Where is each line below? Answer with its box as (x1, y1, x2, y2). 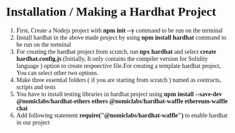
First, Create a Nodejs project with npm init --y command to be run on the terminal (16, 26, 223, 34)
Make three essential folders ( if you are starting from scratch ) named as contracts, (16, 76, 222, 83)
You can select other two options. (16, 69, 99, 76)
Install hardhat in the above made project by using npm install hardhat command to (16, 33, 227, 41)
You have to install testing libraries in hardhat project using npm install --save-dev (16, 90, 222, 98)
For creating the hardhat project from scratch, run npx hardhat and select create (16, 47, 217, 55)
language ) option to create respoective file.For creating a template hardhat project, (16, 62, 221, 69)
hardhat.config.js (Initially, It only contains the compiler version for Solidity (16, 54, 208, 62)
